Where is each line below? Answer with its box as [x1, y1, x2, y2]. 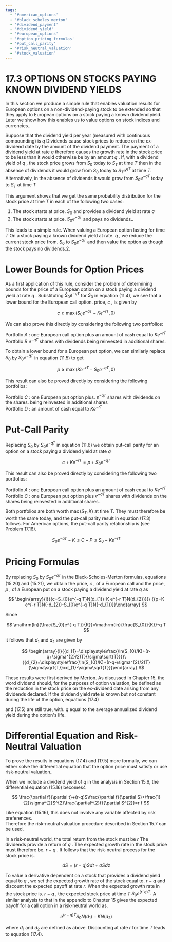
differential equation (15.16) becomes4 [5, 784, 86, 790]
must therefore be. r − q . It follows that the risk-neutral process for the [5, 847, 155, 853]
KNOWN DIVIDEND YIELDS [5, 83, 122, 95]
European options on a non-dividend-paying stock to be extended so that [5, 106, 161, 112]
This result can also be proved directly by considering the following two [5, 470, 157, 476]
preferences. [5, 815, 32, 821]
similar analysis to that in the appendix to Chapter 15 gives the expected [5, 897, 158, 903]
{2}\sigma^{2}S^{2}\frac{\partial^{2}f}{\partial [23, 799, 121, 806]
